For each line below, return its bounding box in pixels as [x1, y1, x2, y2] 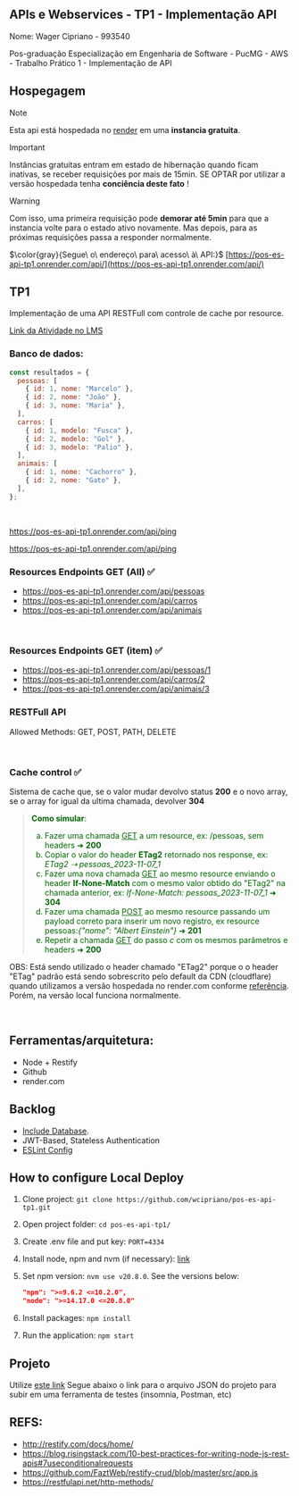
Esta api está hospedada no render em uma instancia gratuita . [9, 124, 241, 135]
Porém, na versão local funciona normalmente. [9, 990, 181, 1000]
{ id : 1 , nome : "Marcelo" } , [25, 384, 134, 394]
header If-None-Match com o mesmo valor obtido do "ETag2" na [44, 877, 286, 888]
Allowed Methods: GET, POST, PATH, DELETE [9, 726, 177, 737]
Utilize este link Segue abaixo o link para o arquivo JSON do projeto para [9, 1379, 277, 1390]
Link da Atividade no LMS [9, 325, 104, 336]
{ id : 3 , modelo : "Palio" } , [25, 442, 134, 452]
